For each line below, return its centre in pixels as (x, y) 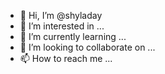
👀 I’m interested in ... (62, 26)
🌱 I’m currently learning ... (73, 36)
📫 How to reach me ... (66, 58)
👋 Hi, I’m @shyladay (61, 15)
